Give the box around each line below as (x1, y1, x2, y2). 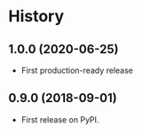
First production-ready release (20, 65, 134, 75)
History (8, 6, 65, 27)
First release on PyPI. (20, 114, 99, 125)
